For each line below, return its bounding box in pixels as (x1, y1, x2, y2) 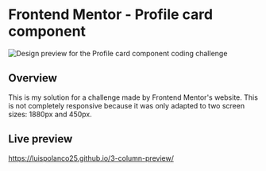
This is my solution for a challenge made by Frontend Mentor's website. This (8, 93, 258, 102)
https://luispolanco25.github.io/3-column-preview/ (8, 153, 175, 163)
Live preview (8, 132, 73, 146)
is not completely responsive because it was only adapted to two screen (8, 101, 245, 110)
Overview (8, 71, 58, 85)
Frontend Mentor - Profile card (8, 6, 213, 24)
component (8, 22, 86, 40)
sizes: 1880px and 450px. (8, 109, 93, 119)
